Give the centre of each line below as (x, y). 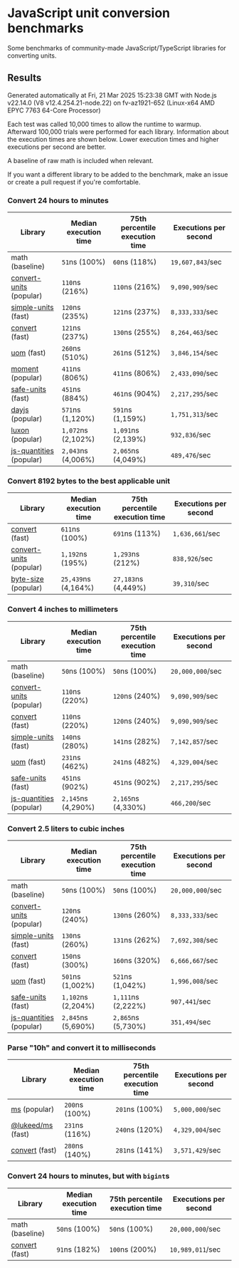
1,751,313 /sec (194, 415)
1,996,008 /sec (194, 981)
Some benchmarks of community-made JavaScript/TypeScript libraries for (117, 48)
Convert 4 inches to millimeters (63, 609)
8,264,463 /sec (194, 333)
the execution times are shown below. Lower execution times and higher (113, 139)
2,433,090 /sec (194, 373)
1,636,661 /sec (196, 534)
